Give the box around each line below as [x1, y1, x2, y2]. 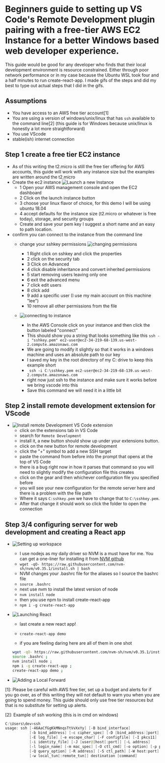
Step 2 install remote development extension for [5, 401, 156, 410]
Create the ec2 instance [12, 179, 61, 185]
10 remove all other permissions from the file [27, 303, 117, 309]
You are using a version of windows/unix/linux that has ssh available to [12, 115, 155, 121]
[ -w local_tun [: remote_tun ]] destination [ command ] [29, 753, 137, 758]
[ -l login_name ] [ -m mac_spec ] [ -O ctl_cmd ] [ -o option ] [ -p [29, 744, 157, 749]
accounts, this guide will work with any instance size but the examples [12, 168, 155, 174]
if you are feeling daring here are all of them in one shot [19, 640, 132, 646]
